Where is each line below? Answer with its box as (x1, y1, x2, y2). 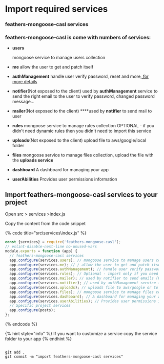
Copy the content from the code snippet (5, 221, 86, 227)
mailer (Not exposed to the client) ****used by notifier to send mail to (12, 108, 152, 114)
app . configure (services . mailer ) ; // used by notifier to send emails (9, 276, 154, 281)
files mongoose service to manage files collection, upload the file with (12, 152, 154, 158)
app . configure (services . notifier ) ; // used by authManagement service (9, 280, 156, 286)
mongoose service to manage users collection (12, 55, 106, 61)
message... (12, 99, 35, 105)
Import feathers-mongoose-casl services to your (5, 190, 158, 199)
